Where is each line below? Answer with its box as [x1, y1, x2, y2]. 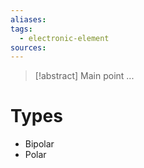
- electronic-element [19, 33, 110, 43]
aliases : [10, 14, 47, 25]
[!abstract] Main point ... [34, 70, 135, 82]
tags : [10, 24, 33, 34]
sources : [10, 42, 47, 53]
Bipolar [24, 138, 55, 150]
